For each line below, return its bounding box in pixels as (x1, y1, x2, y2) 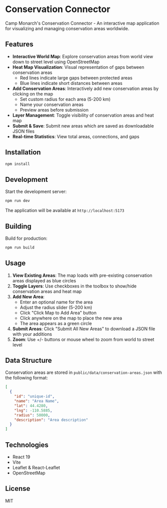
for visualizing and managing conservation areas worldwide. (5, 25, 129, 31)
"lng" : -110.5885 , (14, 408, 52, 413)
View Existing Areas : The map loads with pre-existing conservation (12, 272, 152, 278)
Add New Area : (12, 293, 45, 299)
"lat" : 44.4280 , (14, 403, 48, 408)
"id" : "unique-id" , (14, 394, 55, 399)
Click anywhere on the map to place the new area (19, 315, 122, 321)
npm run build (5, 245, 35, 250)
